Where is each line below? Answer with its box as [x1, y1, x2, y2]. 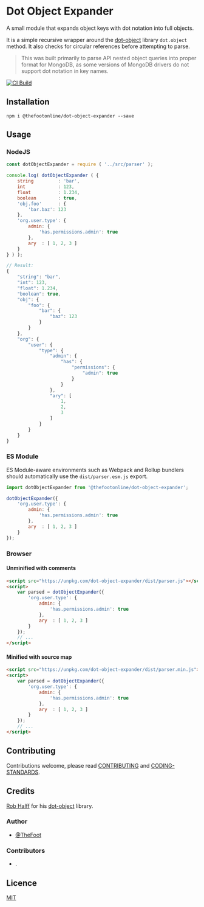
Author [6, 817, 28, 825]
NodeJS [6, 148, 30, 156]
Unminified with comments [6, 565, 76, 572]
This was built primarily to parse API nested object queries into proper [21, 54, 197, 61]
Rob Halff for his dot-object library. [6, 802, 93, 810]
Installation [6, 97, 50, 107]
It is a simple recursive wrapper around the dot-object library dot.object [6, 36, 187, 43]
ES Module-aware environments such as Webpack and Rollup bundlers [6, 466, 184, 473]
